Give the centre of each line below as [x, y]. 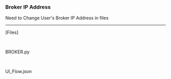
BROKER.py [17, 52]
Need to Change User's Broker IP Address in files [57, 18]
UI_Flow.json [19, 71]
